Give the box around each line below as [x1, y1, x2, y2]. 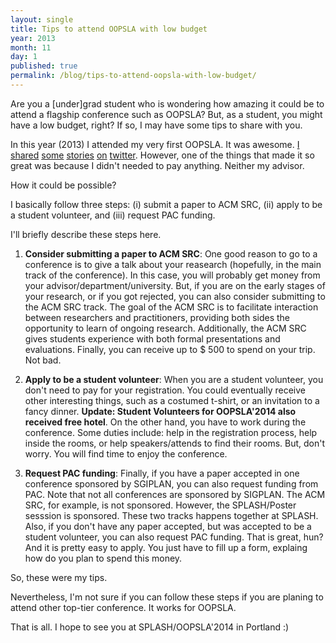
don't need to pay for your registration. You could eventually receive [24, 384, 306, 396]
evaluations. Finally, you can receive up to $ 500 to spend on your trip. [24, 343, 316, 355]
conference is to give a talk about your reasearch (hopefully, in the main [24, 258, 322, 270]
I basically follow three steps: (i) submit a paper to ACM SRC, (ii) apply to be [10, 198, 323, 210]
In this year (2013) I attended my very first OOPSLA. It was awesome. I [10, 138, 300, 150]
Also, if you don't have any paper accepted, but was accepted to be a [24, 520, 312, 532]
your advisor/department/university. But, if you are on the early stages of [24, 279, 326, 291]
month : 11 [10, 42, 52, 53]
